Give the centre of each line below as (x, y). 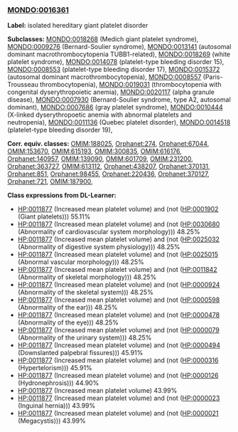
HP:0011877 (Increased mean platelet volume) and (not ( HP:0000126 (118, 376)
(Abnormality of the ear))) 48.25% (68, 307)
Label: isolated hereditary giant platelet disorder (78, 26)
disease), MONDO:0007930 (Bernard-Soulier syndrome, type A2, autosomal (119, 100)
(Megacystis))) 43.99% (52, 421)
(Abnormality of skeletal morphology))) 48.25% (87, 277)
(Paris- (213, 77)
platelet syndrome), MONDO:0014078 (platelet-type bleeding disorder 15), (116, 62)
